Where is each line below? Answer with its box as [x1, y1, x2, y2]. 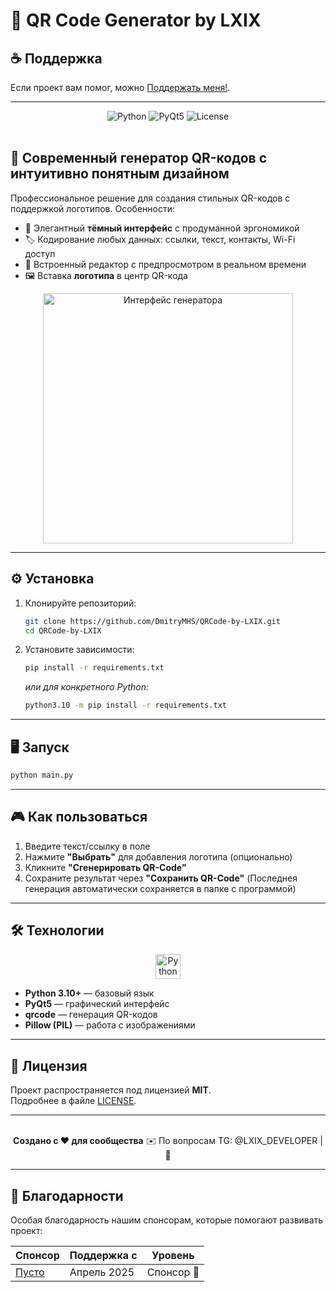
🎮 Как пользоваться [10, 809, 148, 826]
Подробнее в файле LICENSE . [10, 1095, 137, 1107]
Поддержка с [69, 1249, 138, 1263]
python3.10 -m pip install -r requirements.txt [24, 700, 227, 711]
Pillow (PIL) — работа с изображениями [24, 1019, 196, 1031]
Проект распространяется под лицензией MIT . [10, 1084, 212, 1096]
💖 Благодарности [10, 1187, 124, 1204]
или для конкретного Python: [24, 681, 150, 693]
